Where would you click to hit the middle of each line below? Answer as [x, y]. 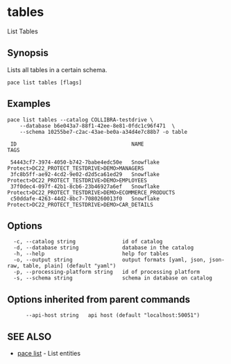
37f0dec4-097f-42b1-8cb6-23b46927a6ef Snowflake [85, 187]
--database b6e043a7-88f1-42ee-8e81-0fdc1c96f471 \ [97, 125]
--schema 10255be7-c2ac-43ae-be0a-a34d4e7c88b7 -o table [104, 132]
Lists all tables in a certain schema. [57, 69]
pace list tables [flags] [44, 83]
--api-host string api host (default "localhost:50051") [112, 315]
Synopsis [28, 53]
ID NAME [77, 144]
